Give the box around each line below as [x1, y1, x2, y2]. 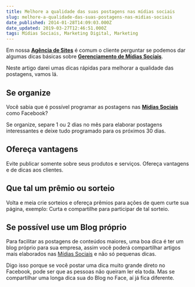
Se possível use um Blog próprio [6, 222, 127, 232]
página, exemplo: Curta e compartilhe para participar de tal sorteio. [6, 205, 170, 212]
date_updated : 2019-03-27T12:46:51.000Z [6, 25, 107, 31]
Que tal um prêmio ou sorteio [6, 183, 115, 193]
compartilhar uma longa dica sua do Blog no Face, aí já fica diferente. [6, 275, 175, 282]
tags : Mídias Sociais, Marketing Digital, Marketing [6, 31, 138, 37]
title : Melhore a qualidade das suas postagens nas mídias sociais [6, 8, 176, 15]
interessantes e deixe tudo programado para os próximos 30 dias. [6, 127, 166, 134]
